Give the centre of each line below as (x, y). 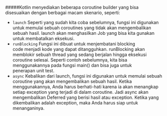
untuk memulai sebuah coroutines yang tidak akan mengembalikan (82, 28)
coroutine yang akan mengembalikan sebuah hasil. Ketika (72, 81)
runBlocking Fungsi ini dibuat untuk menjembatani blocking (74, 44)
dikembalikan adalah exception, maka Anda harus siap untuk (75, 103)
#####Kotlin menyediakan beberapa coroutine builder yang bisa (72, 7)
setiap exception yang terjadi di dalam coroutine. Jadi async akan (80, 92)
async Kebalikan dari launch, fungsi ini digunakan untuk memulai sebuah (87, 76)
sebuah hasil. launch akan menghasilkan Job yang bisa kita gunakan (83, 33)
